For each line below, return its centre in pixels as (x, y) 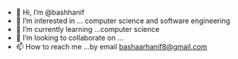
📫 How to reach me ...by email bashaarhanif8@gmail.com (111, 47)
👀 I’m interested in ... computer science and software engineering (123, 21)
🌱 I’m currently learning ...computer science (88, 29)
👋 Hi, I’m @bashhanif (50, 12)
